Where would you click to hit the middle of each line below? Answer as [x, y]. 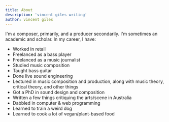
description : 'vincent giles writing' [46, 15]
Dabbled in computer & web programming [56, 103]
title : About [19, 10]
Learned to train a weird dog [42, 109]
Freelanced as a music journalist [46, 60]
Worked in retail [29, 49]
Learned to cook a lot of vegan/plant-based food [64, 114]
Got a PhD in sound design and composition [59, 93]
